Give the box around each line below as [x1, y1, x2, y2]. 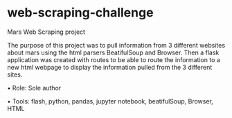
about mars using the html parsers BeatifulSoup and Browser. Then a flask [7, 48, 220, 57]
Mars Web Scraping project [7, 28, 85, 36]
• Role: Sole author [7, 83, 62, 92]
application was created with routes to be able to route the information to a [7, 55, 220, 63]
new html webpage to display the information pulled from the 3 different [7, 63, 213, 71]
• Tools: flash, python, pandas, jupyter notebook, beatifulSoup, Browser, [7, 97, 213, 105]
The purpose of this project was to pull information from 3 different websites [7, 41, 226, 49]
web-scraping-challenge [7, 5, 154, 21]
